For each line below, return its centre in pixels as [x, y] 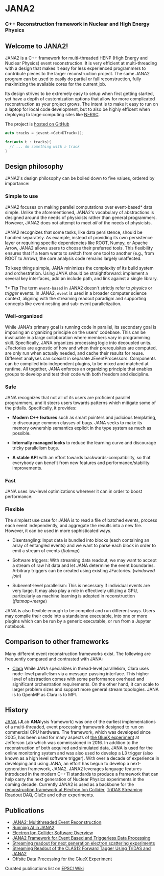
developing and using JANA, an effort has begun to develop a [67, 764]
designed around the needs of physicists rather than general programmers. [81, 218]
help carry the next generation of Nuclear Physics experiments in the [75, 779]
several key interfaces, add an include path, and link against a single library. [82, 278]
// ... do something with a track [45, 146]
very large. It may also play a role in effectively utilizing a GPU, [75, 591]
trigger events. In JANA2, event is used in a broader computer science [76, 293]
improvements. [27, 468]
